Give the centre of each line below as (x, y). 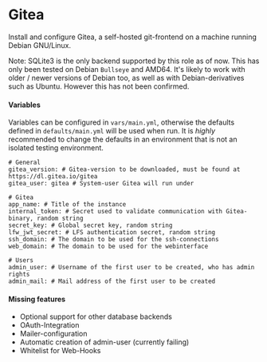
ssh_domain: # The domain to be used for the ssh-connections (114, 240)
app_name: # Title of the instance (67, 205)
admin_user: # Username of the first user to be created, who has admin (132, 268)
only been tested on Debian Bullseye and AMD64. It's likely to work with (127, 69)
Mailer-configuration (53, 334)
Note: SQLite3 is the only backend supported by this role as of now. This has (134, 61)
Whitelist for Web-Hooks (60, 351)
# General (25, 163)
